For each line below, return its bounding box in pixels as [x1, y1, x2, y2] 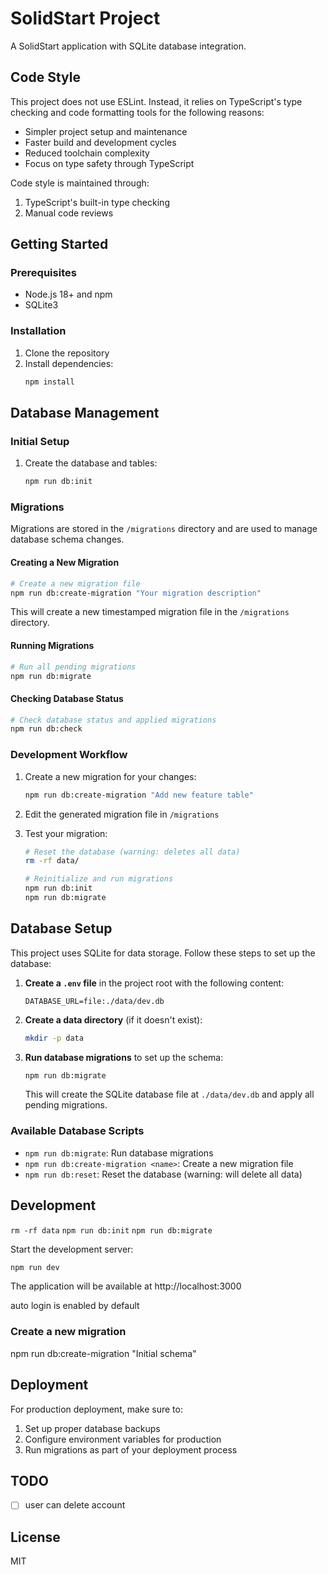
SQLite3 [24, 299, 59, 311]
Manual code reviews [24, 207, 114, 219]
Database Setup [10, 920, 113, 937]
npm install [24, 377, 75, 387]
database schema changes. [10, 533, 125, 546]
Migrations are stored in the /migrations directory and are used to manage [10, 523, 318, 535]
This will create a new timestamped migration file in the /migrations [10, 606, 290, 618]
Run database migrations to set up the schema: [24, 1051, 224, 1063]
